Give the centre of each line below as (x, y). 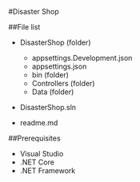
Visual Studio (42, 154)
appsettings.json (59, 66)
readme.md (39, 123)
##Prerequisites (35, 138)
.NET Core (37, 162)
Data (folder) (53, 92)
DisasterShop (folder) (55, 42)
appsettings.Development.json (82, 58)
